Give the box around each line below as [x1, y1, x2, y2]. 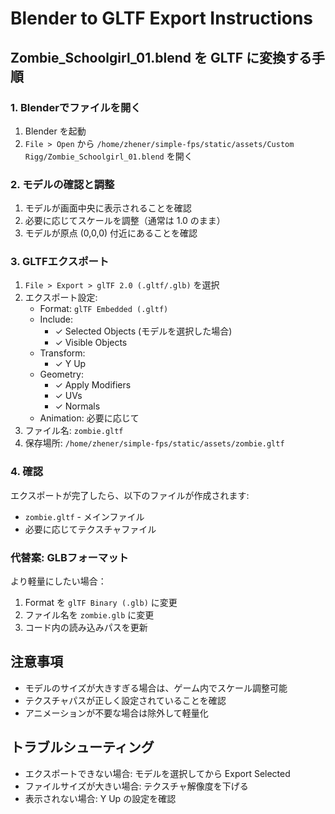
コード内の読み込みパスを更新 [24, 622, 148, 634]
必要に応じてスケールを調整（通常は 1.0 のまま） [24, 215, 226, 227]
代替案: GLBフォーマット [10, 550, 129, 564]
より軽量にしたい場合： [10, 575, 107, 587]
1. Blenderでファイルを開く [10, 100, 142, 114]
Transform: [39, 347, 86, 359]
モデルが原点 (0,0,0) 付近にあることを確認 [24, 227, 198, 239]
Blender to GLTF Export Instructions [10, 7, 313, 30]
